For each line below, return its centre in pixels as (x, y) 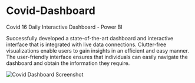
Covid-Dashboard (51, 11)
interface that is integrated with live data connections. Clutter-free (86, 44)
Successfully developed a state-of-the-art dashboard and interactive (90, 38)
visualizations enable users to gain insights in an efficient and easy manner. (98, 50)
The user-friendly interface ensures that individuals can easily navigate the (97, 57)
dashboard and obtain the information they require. (68, 63)
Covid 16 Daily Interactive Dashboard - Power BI (64, 27)
